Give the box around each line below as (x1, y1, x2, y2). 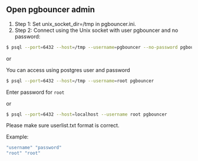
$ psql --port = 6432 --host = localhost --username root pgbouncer (6, 111, 167, 117)
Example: (6, 133, 29, 140)
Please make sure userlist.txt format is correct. (6, 122, 120, 129)
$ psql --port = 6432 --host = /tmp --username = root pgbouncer (6, 78, 154, 84)
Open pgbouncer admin (6, 5, 95, 15)
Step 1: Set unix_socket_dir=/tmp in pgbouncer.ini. (14, 20, 137, 27)
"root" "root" (6, 150, 41, 156)
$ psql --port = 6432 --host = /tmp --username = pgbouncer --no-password (6, 44, 178, 50)
